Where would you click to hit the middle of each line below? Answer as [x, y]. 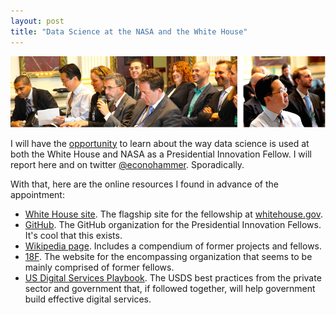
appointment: [37, 194]
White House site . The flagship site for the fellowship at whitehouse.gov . [173, 214]
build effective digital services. [88, 299]
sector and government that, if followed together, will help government [170, 288]
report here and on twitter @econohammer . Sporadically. [127, 164]
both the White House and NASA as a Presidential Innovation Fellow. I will [161, 154]
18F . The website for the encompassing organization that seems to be [168, 256]
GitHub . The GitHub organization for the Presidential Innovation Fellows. [173, 224]
